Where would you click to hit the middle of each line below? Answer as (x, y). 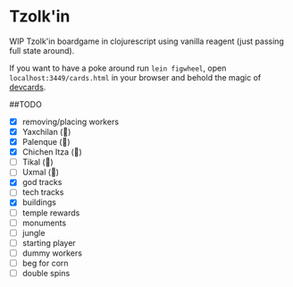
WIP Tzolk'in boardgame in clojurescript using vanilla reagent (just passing (146, 41)
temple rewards (51, 213)
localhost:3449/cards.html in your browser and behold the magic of (135, 77)
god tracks (42, 182)
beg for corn (45, 263)
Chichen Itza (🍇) (52, 152)
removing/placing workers (70, 122)
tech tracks (43, 192)
